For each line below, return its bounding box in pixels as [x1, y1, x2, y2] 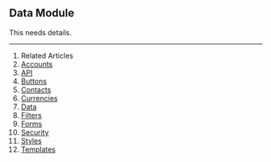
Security [20, 128, 49, 137]
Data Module [9, 6, 75, 20]
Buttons [20, 76, 47, 86]
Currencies [20, 93, 59, 103]
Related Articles [20, 51, 74, 60]
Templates [20, 144, 55, 154]
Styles [20, 136, 43, 145]
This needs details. [9, 27, 72, 37]
